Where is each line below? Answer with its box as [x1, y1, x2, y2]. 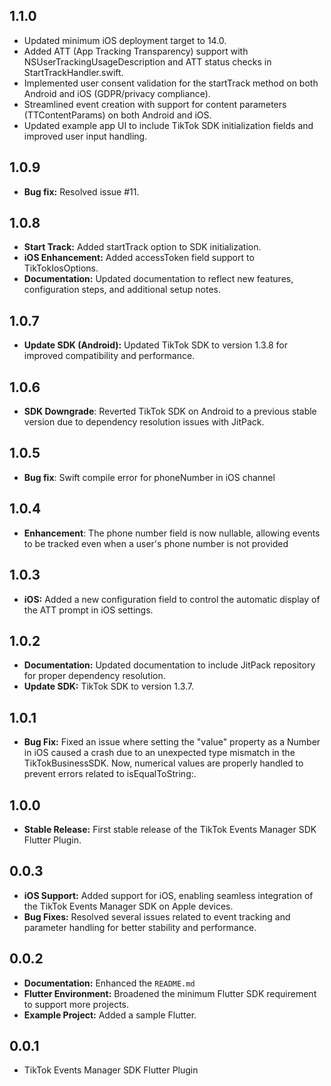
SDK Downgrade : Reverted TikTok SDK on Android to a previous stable [23, 405, 317, 418]
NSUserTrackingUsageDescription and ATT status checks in [23, 55, 272, 68]
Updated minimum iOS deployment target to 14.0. [23, 34, 227, 46]
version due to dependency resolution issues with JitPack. [23, 416, 265, 428]
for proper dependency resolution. [23, 670, 166, 682]
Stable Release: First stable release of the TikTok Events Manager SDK [23, 823, 317, 835]
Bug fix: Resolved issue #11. [23, 185, 140, 198]
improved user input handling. [23, 130, 148, 142]
